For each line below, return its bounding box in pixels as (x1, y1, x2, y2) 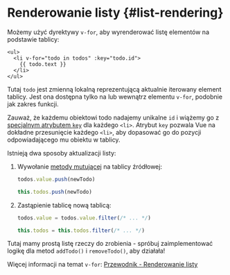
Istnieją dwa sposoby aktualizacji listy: (7, 149, 116, 157)
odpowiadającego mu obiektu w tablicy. (7, 135, 121, 144)
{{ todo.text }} (19, 60, 67, 67)
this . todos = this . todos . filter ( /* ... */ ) (17, 227, 145, 234)
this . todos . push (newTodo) (17, 188, 92, 195)
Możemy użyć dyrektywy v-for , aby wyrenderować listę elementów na (7, 28, 210, 36)
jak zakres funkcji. (7, 99, 59, 108)
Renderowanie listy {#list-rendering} (7, 5, 224, 21)
